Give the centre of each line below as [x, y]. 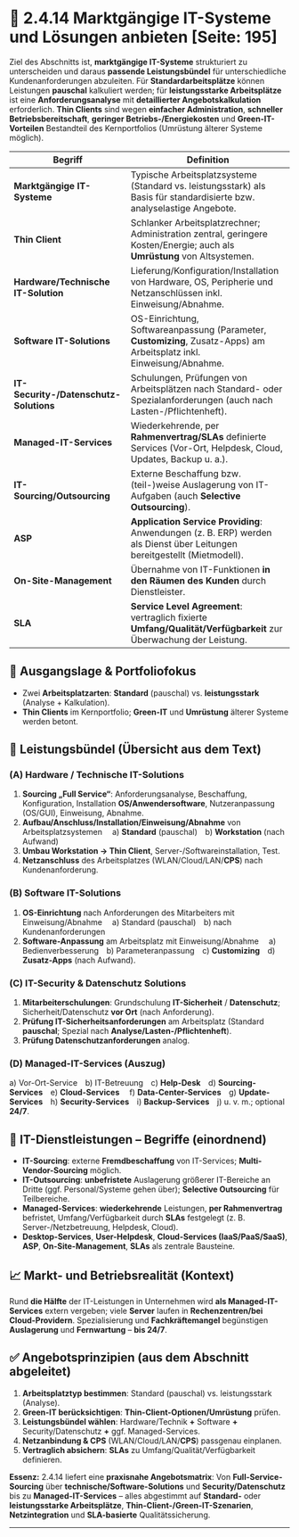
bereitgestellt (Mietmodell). [187, 555]
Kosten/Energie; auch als [182, 244]
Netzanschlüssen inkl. [176, 293]
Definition [208, 160]
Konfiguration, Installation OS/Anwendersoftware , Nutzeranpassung [149, 804]
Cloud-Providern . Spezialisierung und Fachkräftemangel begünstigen [139, 1320]
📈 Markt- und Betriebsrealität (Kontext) [122, 1275]
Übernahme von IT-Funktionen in [200, 569]
